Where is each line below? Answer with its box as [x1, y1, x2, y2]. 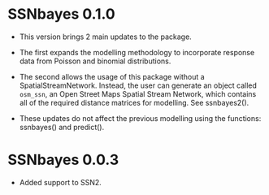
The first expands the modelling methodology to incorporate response [19, 47, 255, 57]
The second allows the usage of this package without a [19, 71, 205, 81]
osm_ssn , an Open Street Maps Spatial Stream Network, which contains [19, 89, 257, 98]
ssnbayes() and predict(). [19, 122, 105, 132]
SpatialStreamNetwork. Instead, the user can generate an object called [19, 80, 258, 90]
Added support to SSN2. [19, 177, 102, 187]
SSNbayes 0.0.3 [7, 151, 119, 169]
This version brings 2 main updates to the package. [19, 32, 192, 41]
